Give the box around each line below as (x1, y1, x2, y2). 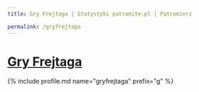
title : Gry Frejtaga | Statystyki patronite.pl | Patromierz (7, 10, 193, 18)
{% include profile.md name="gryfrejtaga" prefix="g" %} (7, 77, 174, 86)
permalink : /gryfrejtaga (7, 23, 81, 30)
